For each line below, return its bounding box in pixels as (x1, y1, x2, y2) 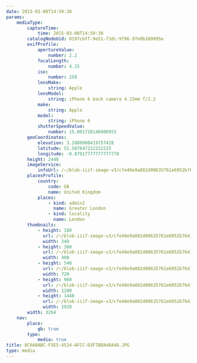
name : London (53, 217, 85, 222)
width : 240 (43, 238, 69, 244)
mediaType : (16, 19, 43, 25)
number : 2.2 (47, 52, 77, 58)
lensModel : (37, 91, 64, 96)
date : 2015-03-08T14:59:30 (6, 8, 72, 15)
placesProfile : (27, 173, 64, 179)
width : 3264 (27, 309, 57, 315)
